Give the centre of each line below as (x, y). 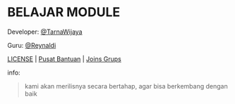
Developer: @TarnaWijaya (45, 32)
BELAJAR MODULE (64, 12)
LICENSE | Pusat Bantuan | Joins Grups (64, 59)
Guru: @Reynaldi (32, 45)
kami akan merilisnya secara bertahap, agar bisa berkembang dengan (126, 86)
